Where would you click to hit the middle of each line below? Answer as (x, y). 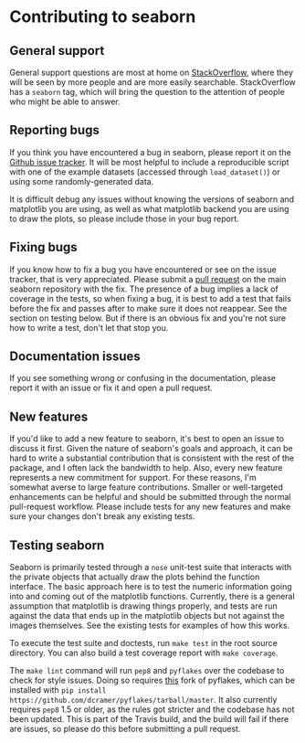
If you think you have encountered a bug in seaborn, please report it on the (151, 152)
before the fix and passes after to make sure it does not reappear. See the (148, 308)
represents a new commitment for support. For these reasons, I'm (133, 478)
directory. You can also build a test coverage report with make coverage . (144, 653)
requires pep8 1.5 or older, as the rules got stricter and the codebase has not (152, 709)
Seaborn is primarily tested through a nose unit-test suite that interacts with (151, 568)
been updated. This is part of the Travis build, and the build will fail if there (149, 719)
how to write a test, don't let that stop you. (89, 327)
